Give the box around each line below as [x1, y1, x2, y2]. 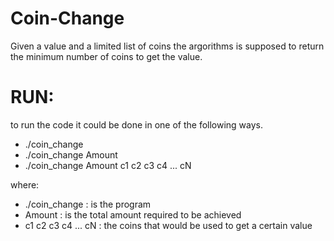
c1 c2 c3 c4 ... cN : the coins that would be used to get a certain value [24, 219, 313, 231]
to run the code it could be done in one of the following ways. [10, 118, 264, 131]
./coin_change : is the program [24, 198, 152, 210]
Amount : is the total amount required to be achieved [24, 208, 242, 221]
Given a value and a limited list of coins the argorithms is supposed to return [10, 40, 325, 52]
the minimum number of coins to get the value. [10, 50, 203, 62]
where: [10, 178, 40, 191]
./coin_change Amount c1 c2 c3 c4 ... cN [24, 159, 192, 171]
